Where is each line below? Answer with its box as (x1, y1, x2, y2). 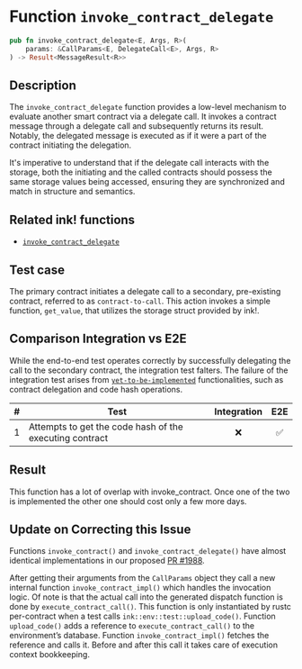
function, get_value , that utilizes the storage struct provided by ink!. (9, 305, 260, 316)
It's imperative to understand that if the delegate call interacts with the (9, 158, 270, 168)
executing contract (28, 431, 109, 444)
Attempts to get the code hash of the (28, 420, 183, 433)
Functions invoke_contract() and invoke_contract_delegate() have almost (9, 546, 287, 556)
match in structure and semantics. (9, 186, 136, 197)
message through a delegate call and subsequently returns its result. (9, 121, 263, 131)
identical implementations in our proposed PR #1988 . (9, 556, 205, 566)
